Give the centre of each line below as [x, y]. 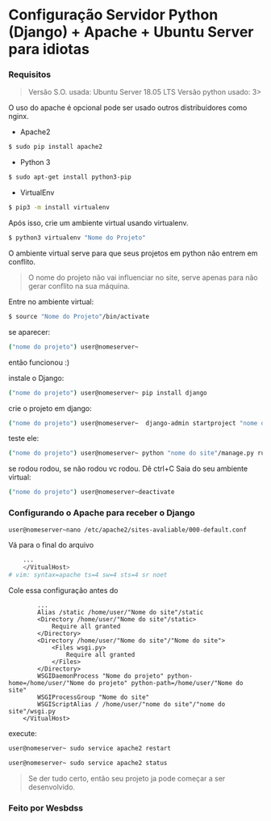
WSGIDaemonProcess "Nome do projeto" [100, 676]
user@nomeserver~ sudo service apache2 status [88, 763]
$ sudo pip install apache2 [56, 147]
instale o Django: [36, 378]
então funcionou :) [39, 362]
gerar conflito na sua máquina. [79, 286]
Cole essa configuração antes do [63, 590]
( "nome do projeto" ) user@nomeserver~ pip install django [108, 393]
